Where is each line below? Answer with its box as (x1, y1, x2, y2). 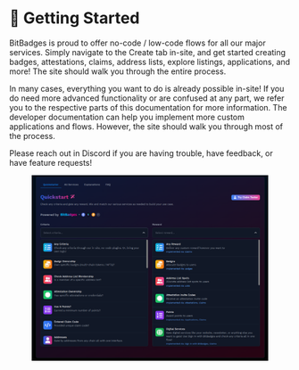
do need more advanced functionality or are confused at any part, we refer (9, 93, 285, 103)
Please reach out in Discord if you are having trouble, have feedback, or (9, 147, 274, 159)
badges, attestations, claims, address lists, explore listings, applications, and (9, 56, 291, 67)
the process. (9, 130, 55, 141)
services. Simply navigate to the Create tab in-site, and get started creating (9, 46, 287, 57)
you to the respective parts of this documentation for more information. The (9, 102, 287, 112)
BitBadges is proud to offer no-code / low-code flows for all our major (9, 37, 266, 48)
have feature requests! (9, 157, 93, 168)
